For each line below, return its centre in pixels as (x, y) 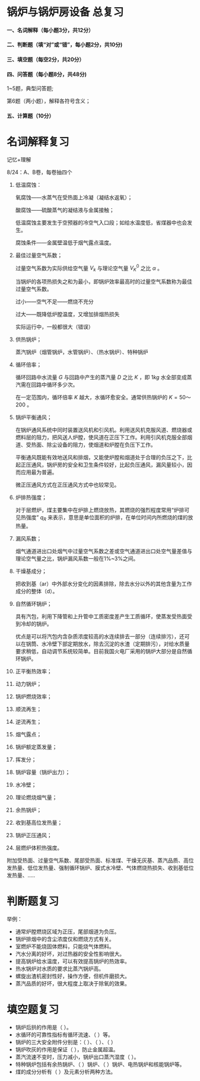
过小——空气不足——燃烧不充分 (54, 302)
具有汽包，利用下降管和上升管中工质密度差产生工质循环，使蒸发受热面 (101, 616)
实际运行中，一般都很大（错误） (54, 327)
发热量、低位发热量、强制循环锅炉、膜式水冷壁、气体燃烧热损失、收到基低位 (100, 867)
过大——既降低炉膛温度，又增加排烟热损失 (67, 314)
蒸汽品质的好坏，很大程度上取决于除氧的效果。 (72, 983)
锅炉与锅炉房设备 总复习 (65, 12)
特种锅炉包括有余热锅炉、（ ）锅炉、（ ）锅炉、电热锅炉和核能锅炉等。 (100, 1064)
